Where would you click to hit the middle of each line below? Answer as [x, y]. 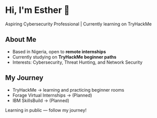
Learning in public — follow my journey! [46, 110]
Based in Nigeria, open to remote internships [59, 51]
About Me [21, 40]
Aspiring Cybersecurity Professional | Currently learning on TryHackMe [78, 24]
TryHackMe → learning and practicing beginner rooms [68, 90]
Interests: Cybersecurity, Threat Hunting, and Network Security [78, 62]
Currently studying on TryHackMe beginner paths [64, 57]
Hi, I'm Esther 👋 [37, 10]
